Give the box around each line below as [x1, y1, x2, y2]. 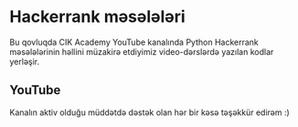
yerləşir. [9, 56, 40, 67]
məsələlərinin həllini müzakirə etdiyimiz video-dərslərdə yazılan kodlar [9, 46, 274, 57]
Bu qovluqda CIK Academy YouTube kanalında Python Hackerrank [9, 37, 259, 48]
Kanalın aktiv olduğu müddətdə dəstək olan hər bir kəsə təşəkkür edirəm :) [9, 107, 290, 118]
